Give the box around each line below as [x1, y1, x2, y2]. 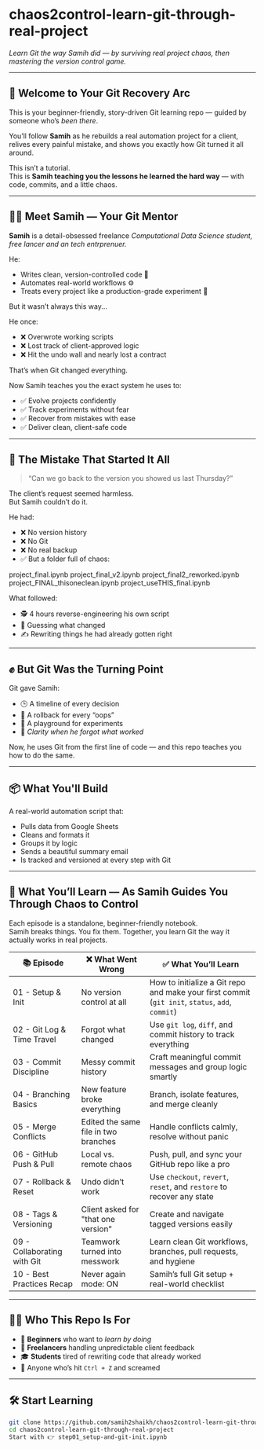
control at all [81, 996, 127, 1007]
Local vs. [81, 1149, 114, 1160]
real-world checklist [149, 1278, 225, 1289]
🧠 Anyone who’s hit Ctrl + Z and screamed [20, 1363, 161, 1372]
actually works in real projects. [9, 935, 108, 945]
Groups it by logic [20, 838, 78, 848]
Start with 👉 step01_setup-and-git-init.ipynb [9, 1433, 168, 1441]
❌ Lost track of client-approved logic [20, 340, 139, 350]
